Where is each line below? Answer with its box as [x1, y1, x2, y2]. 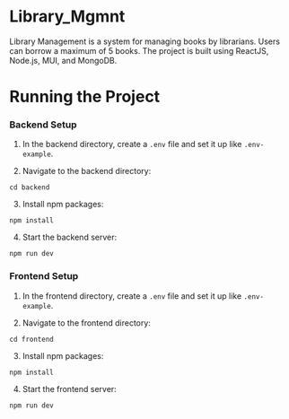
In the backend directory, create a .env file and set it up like [22, 139, 242, 150]
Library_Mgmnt [9, 6, 126, 27]
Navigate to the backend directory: [22, 166, 152, 177]
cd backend [9, 183, 50, 192]
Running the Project [9, 87, 161, 107]
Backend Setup [9, 118, 78, 131]
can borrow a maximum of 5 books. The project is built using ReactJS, [9, 45, 269, 56]
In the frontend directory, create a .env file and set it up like [22, 290, 242, 301]
